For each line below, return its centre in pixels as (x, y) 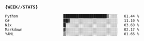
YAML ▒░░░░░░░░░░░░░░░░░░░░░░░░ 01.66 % (72, 34)
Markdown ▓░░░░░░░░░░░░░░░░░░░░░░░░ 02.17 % (72, 30)
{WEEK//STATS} (22, 7)
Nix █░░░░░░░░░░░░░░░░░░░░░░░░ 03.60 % (72, 25)
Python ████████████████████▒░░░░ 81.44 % (72, 16)
